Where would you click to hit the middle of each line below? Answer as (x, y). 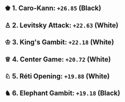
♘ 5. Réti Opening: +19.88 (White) (57, 76)
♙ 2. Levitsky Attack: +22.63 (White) (62, 25)
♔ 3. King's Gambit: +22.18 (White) (59, 42)
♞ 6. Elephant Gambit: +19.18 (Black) (62, 93)
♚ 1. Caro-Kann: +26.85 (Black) (53, 8)
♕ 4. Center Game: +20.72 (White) (58, 59)
